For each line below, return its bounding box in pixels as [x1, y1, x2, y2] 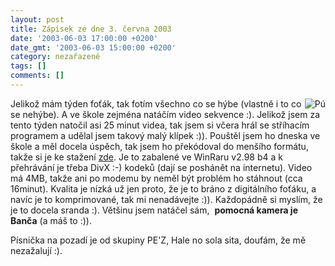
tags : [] [10, 61, 47, 71]
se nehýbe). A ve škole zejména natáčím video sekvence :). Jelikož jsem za [10, 108, 321, 120]
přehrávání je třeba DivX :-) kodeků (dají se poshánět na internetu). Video [10, 161, 313, 173]
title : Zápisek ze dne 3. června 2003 [10, 24, 172, 34]
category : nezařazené [10, 52, 101, 62]
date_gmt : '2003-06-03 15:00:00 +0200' [10, 42, 177, 53]
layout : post [10, 14, 65, 25]
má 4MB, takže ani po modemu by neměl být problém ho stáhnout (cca [10, 172, 303, 184]
